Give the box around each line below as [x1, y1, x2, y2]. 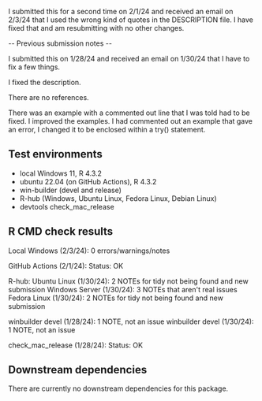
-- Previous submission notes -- [8, 39, 113, 48]
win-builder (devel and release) [19, 185, 122, 195]
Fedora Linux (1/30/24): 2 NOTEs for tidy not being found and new [8, 293, 223, 303]
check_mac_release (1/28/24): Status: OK [8, 340, 144, 350]
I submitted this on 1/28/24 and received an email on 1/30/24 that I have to [8, 54, 250, 63]
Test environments [8, 147, 103, 161]
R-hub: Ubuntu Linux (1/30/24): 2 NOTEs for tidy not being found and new [8, 276, 249, 286]
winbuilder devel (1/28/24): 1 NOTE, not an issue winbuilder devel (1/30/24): [8, 317, 254, 326]
